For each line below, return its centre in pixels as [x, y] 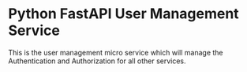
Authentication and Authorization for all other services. [97, 61]
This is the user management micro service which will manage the [116, 52]
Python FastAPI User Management [123, 14]
